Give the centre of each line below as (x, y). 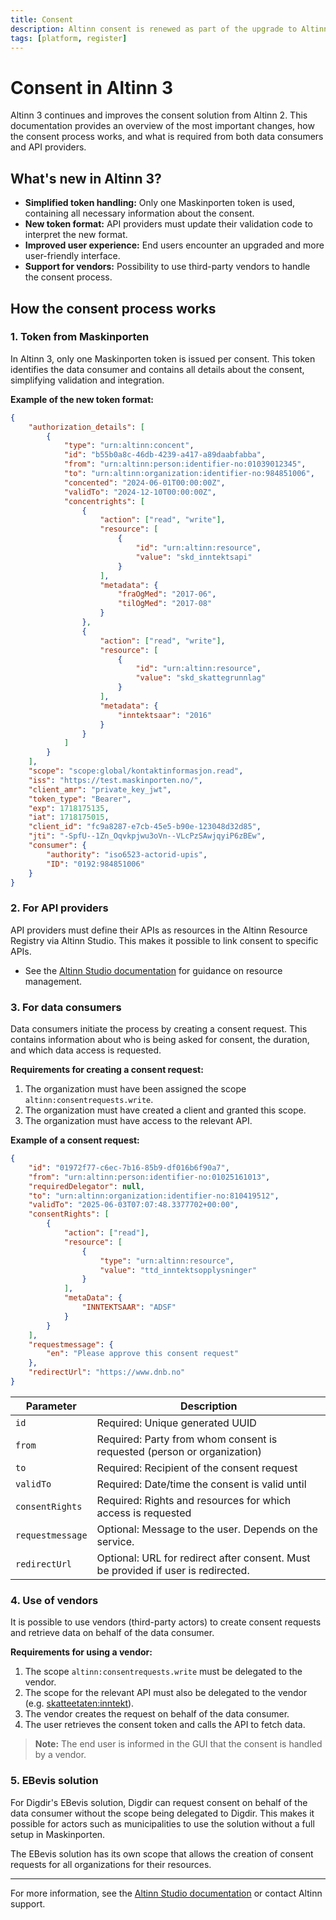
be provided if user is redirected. (173, 1570)
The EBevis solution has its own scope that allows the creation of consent (162, 1853)
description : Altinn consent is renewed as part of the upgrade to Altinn (169, 29)
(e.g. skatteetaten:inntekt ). (79, 1703)
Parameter (51, 1406)
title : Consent (42, 19)
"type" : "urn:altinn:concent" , (129, 446)
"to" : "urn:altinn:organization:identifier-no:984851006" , (189, 474)
